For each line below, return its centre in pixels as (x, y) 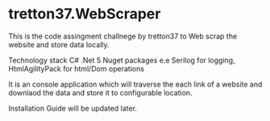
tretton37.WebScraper (85, 14)
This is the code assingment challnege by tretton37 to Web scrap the (123, 36)
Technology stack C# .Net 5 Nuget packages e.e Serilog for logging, (122, 60)
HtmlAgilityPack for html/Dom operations (77, 68)
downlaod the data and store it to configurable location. (100, 92)
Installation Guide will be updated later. (73, 108)
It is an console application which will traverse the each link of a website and (135, 84)
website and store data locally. (59, 44)
